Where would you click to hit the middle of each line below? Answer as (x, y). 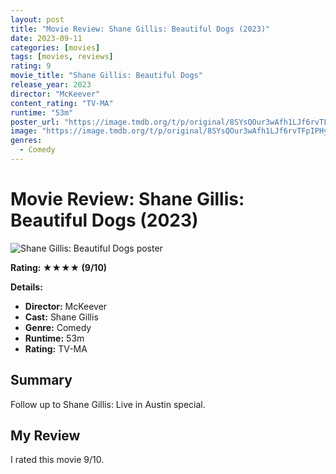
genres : (26, 141)
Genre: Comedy (58, 327)
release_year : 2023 (51, 85)
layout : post (37, 19)
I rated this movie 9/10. (57, 460)
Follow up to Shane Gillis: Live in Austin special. (108, 404)
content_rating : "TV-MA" (62, 103)
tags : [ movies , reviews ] (62, 57)
